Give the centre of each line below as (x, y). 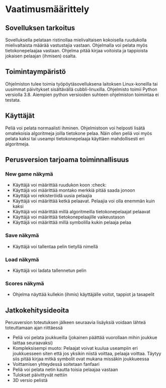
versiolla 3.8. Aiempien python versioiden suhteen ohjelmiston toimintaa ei (82, 95)
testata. (13, 100)
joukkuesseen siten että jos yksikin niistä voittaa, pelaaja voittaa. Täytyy (87, 354)
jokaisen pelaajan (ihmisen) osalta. (41, 56)
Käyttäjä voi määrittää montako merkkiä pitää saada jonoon (74, 190)
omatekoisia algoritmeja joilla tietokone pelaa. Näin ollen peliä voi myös (79, 133)
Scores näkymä (25, 283)
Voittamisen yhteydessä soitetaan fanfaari (56, 364)
